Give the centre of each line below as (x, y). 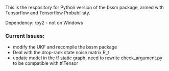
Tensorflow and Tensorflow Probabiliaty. (48, 13)
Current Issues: (25, 36)
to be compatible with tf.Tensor (45, 63)
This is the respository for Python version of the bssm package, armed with (85, 7)
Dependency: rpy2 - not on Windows (44, 23)
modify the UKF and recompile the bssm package (65, 47)
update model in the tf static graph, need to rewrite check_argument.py (87, 58)
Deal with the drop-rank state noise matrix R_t (61, 53)
